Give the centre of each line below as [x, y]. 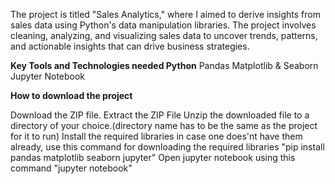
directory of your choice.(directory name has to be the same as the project [164, 125]
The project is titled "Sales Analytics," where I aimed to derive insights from [165, 14]
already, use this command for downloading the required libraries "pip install [167, 147]
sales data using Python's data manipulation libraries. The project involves [163, 25]
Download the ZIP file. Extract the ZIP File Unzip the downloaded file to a [160, 115]
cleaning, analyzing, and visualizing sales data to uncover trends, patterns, [164, 35]
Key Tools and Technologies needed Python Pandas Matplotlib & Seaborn [164, 65]
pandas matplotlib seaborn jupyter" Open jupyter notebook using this [153, 157]
